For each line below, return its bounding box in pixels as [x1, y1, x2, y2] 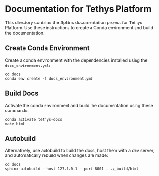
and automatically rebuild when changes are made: [5, 153, 109, 158]
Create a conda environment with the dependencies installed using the [5, 57, 148, 63]
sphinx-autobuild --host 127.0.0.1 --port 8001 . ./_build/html [5, 166, 139, 172]
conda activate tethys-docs [5, 117, 63, 122]
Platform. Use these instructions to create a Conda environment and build [5, 24, 153, 30]
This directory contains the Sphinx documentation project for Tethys [5, 20, 143, 25]
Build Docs [5, 89, 39, 98]
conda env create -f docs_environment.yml [5, 76, 93, 81]
